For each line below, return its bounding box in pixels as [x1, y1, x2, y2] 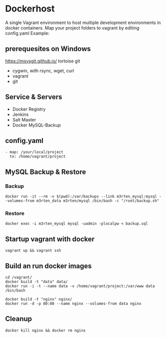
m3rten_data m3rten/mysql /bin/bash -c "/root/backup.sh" [36, 198, 160, 203]
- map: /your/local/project [5, 149, 64, 155]
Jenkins [12, 111, 29, 117]
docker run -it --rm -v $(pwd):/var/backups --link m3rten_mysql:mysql [5, 194, 157, 199]
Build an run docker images [5, 261, 92, 270]
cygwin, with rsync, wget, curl [12, 67, 74, 73]
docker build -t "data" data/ [5, 279, 68, 284]
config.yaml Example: [5, 30, 50, 36]
